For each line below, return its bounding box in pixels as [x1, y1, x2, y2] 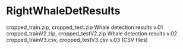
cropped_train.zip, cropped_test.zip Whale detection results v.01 [6, 24, 163, 31]
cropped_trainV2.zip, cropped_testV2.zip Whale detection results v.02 [6, 30, 178, 37]
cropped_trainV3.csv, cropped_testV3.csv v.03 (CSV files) [6, 36, 149, 43]
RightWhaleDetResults [6, 4, 121, 18]
